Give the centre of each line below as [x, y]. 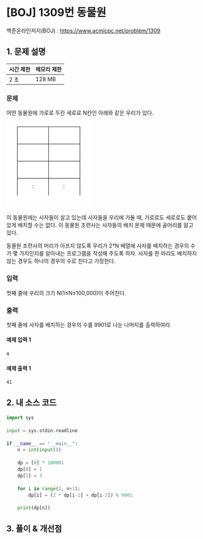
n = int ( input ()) [39, 450]
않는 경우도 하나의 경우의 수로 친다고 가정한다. [61, 261]
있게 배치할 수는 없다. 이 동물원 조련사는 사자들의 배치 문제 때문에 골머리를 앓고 [100, 225]
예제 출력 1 [19, 368]
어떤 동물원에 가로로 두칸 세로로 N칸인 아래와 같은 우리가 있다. [80, 113]
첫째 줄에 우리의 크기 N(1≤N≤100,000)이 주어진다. [66, 293]
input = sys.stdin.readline [42, 431]
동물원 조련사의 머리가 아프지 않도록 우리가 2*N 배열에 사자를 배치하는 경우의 [98, 246]
